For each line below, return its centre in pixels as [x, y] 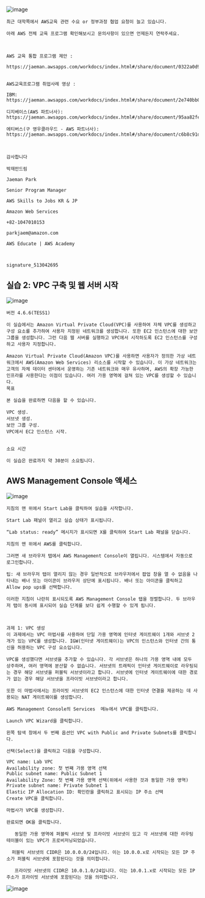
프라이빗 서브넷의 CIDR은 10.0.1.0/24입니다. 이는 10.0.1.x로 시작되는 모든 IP [105, 870]
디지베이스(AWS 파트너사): [35, 112]
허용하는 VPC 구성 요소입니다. [50, 647]
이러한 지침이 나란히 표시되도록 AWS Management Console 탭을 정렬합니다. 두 [93, 599]
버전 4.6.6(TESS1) [28, 313]
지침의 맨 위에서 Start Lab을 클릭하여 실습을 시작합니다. [70, 508]
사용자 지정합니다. [37, 344]
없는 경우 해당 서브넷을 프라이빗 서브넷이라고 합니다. [71, 679]
